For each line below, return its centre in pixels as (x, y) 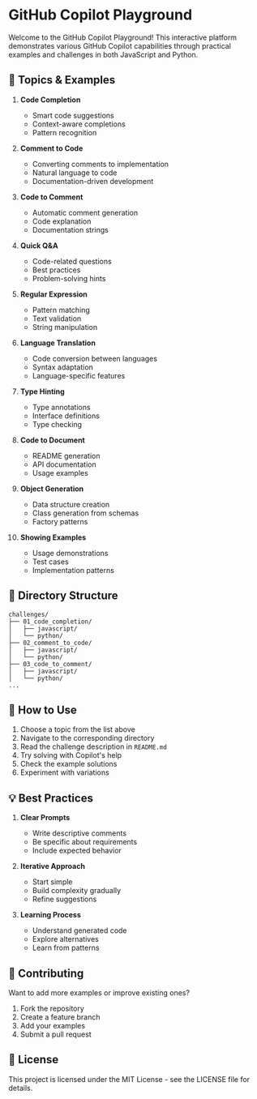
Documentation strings (71, 229)
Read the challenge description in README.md (94, 746)
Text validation (57, 319)
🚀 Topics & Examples (62, 80)
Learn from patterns (66, 948)
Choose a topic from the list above (77, 729)
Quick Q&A (39, 246)
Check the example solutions (69, 764)
